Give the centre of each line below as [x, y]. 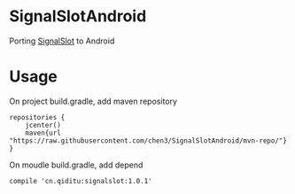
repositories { [37, 117]
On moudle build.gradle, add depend [76, 165]
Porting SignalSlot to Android [62, 41]
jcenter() [43, 125]
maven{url [43, 133]
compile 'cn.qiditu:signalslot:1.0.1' [81, 181]
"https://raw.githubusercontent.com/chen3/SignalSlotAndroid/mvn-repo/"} [148, 140]
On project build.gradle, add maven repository [93, 101]
